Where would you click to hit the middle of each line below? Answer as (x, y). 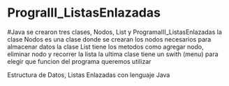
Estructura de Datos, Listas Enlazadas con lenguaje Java (89, 75)
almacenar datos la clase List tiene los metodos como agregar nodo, (105, 46)
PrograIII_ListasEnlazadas (84, 13)
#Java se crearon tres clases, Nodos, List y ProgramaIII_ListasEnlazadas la (114, 32)
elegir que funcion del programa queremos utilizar (79, 61)
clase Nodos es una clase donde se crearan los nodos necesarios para (109, 39)
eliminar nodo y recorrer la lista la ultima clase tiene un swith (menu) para (113, 54)
